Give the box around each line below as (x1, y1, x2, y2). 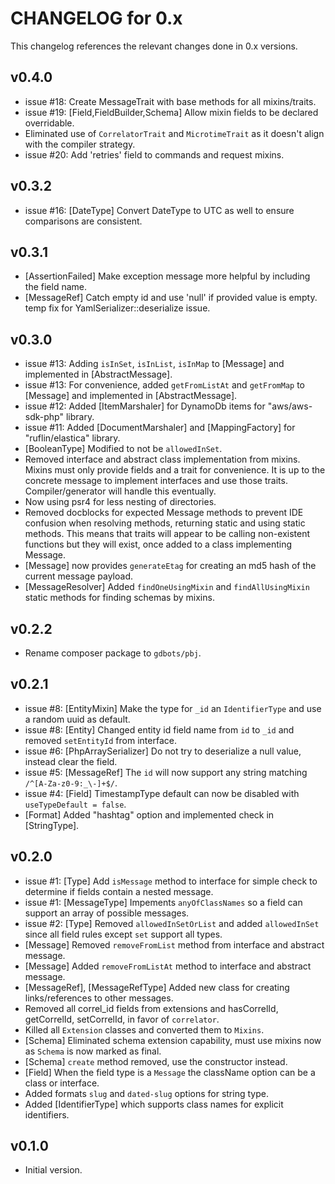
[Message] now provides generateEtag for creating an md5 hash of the (24, 560, 317, 572)
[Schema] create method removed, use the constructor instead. (24, 1055, 288, 1067)
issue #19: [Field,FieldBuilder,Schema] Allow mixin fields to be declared (24, 106, 319, 118)
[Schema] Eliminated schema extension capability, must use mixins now (24, 1034, 322, 1046)
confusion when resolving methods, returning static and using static (24, 517, 306, 529)
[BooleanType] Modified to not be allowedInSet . (24, 443, 223, 455)
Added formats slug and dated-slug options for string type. (24, 1087, 269, 1099)
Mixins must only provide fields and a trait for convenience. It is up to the (24, 464, 326, 476)
